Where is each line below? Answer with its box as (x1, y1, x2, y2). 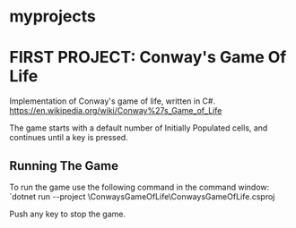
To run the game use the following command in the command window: (9, 182, 270, 192)
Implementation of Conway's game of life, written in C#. (9, 96, 216, 106)
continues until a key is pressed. (9, 132, 128, 143)
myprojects (9, 6, 96, 27)
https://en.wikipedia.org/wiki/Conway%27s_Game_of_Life (9, 106, 222, 116)
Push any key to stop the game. (9, 208, 126, 219)
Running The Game (9, 158, 119, 173)
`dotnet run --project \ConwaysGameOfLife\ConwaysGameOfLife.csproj (9, 190, 275, 202)
